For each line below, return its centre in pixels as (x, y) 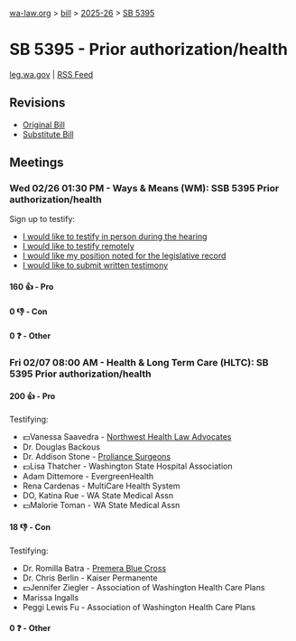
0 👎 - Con (28, 311)
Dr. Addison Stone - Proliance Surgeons (97, 457)
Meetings (37, 163)
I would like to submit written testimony (95, 265)
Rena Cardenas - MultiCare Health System (101, 486)
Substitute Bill (48, 134)
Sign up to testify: (42, 219)
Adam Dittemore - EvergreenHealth (88, 477)
